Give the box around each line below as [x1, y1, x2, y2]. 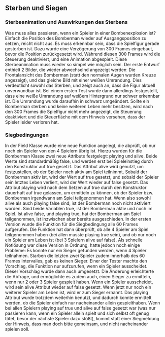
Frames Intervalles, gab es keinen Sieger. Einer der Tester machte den [5, 258, 148, 263]
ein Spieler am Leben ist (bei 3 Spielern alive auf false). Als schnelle [5, 237, 143, 243]
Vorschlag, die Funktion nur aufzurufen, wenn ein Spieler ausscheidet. [5, 263, 148, 269]
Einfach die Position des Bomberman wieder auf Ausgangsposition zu [5, 35, 147, 41]
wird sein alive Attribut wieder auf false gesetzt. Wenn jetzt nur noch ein [5, 284, 152, 290]
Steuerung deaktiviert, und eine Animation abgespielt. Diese [5, 56, 127, 62]
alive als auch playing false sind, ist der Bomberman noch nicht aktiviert [5, 200, 151, 206]
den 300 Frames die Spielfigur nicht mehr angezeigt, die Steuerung [5, 109, 142, 114]
